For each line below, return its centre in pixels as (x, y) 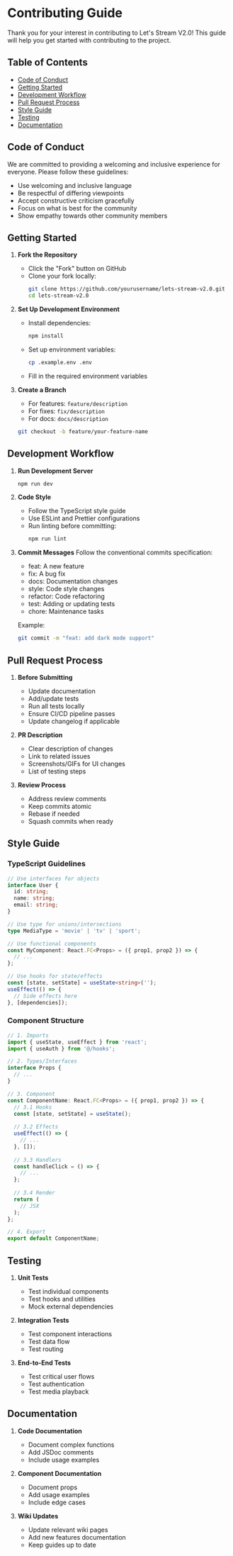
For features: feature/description (78, 403)
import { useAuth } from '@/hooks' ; (61, 1048)
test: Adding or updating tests (72, 604)
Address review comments (67, 799)
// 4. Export (27, 1232)
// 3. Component (31, 1094)
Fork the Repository (47, 255)
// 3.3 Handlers (38, 1160)
